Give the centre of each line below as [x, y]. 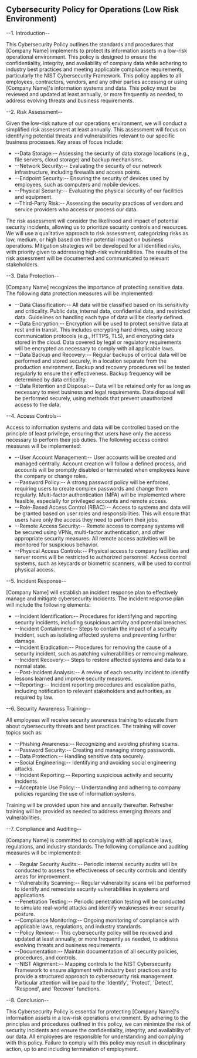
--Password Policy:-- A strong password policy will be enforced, [92, 482]
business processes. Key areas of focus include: [64, 142]
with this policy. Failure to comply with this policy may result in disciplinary [96, 1042]
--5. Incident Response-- [36, 581]
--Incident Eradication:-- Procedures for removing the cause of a [93, 647]
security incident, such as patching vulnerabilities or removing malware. [101, 653]
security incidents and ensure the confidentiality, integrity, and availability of [98, 1030]
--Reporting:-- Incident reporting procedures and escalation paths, [95, 685]
